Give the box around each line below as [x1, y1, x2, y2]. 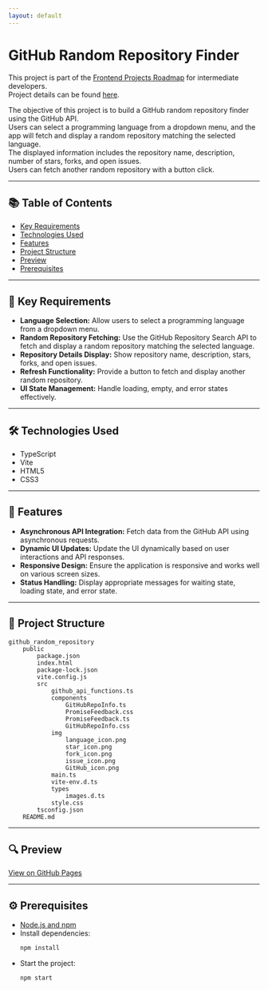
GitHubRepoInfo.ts [65, 701, 127, 709]
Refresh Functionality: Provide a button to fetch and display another [19, 367, 246, 377]
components [50, 693, 88, 702]
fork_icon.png [65, 749, 112, 758]
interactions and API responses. [19, 552, 125, 561]
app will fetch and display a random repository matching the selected [8, 130, 236, 140]
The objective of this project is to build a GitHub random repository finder [8, 105, 250, 114]
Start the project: [19, 959, 76, 968]
